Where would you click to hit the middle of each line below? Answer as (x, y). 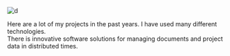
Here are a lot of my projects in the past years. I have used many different (112, 24)
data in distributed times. (43, 46)
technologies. (27, 31)
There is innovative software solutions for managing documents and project (115, 39)
